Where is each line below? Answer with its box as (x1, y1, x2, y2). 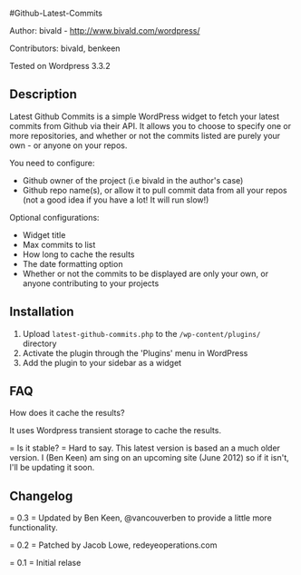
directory (22, 338, 57, 349)
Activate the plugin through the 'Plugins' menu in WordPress (22, 347, 248, 358)
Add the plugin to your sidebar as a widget (22, 357, 182, 368)
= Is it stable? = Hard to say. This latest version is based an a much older (9, 442, 281, 453)
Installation (9, 304, 74, 320)
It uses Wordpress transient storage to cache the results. (9, 425, 222, 436)
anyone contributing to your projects (22, 277, 160, 289)
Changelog (9, 488, 73, 503)
